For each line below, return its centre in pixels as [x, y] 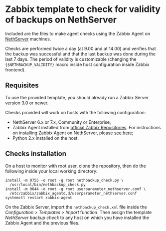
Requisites [22, 86]
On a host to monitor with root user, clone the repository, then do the [76, 166]
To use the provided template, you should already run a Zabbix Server [77, 97]
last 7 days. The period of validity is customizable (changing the [71, 59]
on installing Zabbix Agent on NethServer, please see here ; [73, 133]
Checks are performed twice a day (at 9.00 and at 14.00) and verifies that [81, 48]
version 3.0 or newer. [27, 103]
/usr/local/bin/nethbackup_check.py [48, 185]
